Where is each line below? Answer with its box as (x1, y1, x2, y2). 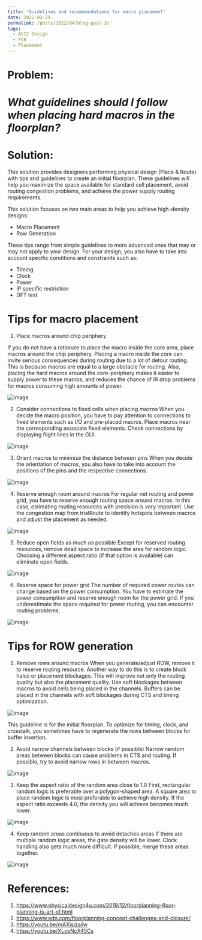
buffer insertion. (7, 734, 47, 741)
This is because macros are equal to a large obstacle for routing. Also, (7, 363, 180, 370)
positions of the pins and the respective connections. (16, 467, 148, 474)
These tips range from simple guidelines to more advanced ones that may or (7, 241, 196, 249)
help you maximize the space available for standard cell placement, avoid (7, 181, 189, 188)
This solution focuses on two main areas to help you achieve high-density (7, 205, 190, 213)
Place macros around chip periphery (16, 333, 107, 340)
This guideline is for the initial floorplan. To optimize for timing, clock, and (7, 721, 189, 728)
